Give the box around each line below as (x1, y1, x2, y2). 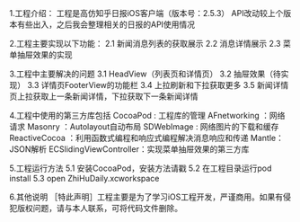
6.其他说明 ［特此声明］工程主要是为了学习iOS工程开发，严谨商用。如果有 (9, 191, 284, 202)
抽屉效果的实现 (16, 49, 73, 60)
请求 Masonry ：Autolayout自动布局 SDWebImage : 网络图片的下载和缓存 (9, 121, 279, 132)
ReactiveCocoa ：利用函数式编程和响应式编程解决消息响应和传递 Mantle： (9, 133, 285, 143)
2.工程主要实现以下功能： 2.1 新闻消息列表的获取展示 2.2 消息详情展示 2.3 (9, 39, 281, 49)
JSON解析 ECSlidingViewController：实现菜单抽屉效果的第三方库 (9, 144, 250, 155)
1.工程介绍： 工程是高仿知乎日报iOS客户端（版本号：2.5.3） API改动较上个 (9, 8, 284, 18)
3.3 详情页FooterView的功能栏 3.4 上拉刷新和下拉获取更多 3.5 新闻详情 (26, 80, 289, 90)
